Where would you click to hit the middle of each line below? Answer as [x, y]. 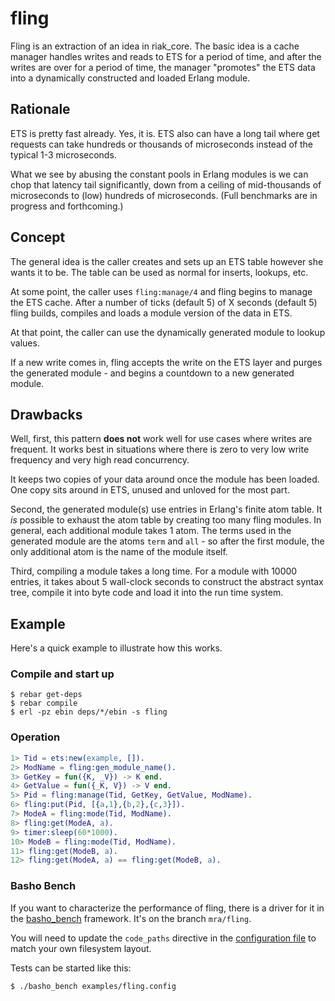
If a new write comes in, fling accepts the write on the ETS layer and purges [166, 362]
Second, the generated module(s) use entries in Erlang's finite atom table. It [166, 509]
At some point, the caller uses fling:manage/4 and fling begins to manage [161, 291]
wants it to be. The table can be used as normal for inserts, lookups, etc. [159, 272]
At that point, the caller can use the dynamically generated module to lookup [168, 332]
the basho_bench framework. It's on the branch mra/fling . [131, 918]
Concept [38, 237]
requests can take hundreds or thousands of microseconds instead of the [162, 144]
